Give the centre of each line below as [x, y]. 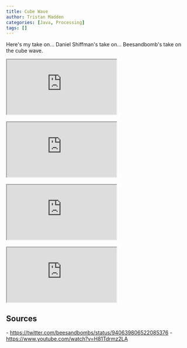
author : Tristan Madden [35, 17]
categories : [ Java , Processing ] [45, 22]
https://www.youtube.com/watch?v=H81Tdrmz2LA [67, 339]
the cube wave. [25, 51]
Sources [22, 318]
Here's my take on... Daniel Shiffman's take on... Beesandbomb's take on [94, 45]
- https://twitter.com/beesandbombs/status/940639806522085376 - [89, 333]
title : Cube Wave [27, 11]
